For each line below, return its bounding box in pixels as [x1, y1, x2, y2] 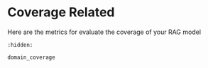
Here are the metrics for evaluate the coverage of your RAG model [7, 28, 201, 36]
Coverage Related [7, 4, 115, 21]
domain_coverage [7, 54, 55, 61]
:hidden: [7, 41, 33, 48]
